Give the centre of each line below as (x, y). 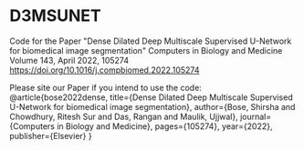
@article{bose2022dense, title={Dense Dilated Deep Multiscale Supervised (152, 97)
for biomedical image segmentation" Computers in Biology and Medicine (146, 50)
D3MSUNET (56, 16)
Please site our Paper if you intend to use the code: (106, 87)
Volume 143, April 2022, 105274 (69, 60)
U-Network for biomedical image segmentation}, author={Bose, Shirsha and (152, 106)
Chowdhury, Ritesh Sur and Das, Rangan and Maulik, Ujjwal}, (124, 116)
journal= (256, 116)
